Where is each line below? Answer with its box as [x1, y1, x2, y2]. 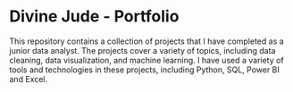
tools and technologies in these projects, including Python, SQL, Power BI [9, 64, 280, 75]
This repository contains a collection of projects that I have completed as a [9, 36, 284, 46]
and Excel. [9, 73, 47, 84]
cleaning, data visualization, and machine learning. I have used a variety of [9, 54, 284, 65]
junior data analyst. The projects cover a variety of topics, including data [9, 45, 276, 55]
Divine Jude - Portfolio [9, 6, 180, 27]
